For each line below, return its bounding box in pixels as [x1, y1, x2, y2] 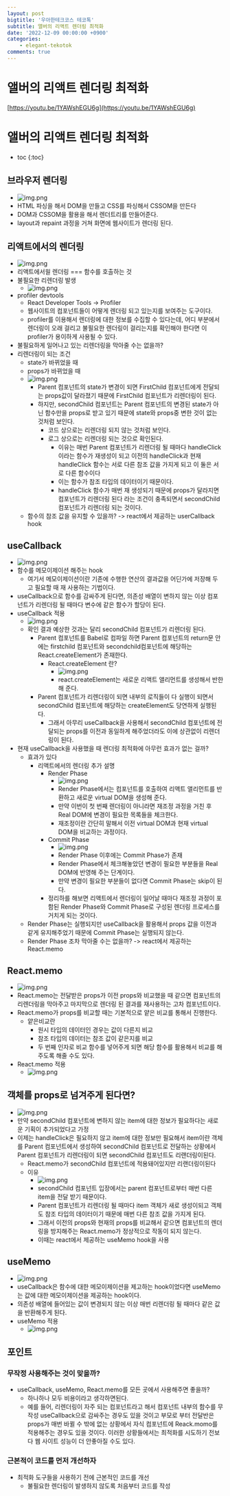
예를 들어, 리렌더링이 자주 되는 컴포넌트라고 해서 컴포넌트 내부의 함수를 [27, 1402, 216, 1411]
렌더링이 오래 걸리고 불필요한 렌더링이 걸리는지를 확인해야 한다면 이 [27, 324, 207, 333]
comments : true [7, 49, 51, 56]
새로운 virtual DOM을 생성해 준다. [76, 793, 167, 802]
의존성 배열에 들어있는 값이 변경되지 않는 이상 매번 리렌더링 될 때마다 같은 [16, 1299, 214, 1308]
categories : [7, 36, 41, 43]
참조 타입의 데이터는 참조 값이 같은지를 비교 [37, 1034, 153, 1042]
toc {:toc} [16, 153, 45, 161]
